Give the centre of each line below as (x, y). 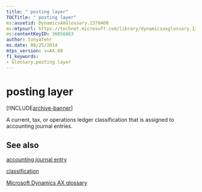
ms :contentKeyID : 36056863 (40, 34)
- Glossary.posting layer (38, 62)
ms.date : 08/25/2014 (32, 46)
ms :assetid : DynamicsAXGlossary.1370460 (58, 23)
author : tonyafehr (29, 40)
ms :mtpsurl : (21, 28)
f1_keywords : (23, 56)
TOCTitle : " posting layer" (41, 17)
